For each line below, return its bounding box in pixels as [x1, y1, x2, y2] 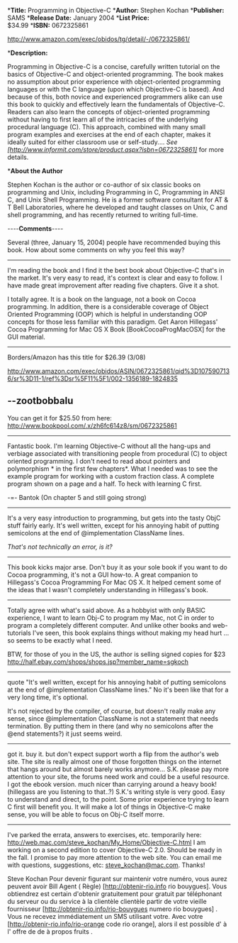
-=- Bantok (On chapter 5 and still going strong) [7, 493, 147, 501]
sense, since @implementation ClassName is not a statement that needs [7, 714, 218, 723]
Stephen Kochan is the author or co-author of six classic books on [7, 180, 200, 189]
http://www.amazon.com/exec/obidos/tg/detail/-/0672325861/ [7, 35, 190, 43]
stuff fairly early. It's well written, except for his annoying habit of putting [7, 521, 220, 530]
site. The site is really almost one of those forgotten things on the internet [7, 757, 222, 765]
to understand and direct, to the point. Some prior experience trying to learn [7, 795, 229, 803]
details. [7, 153, 29, 161]
